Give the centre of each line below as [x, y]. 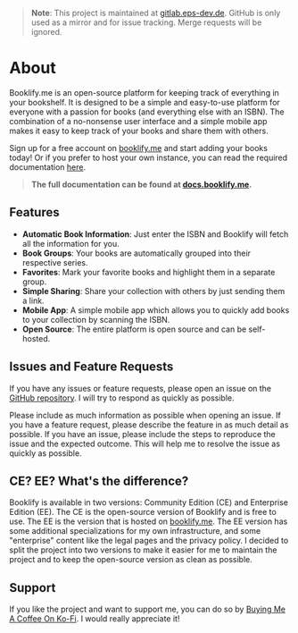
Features [34, 212]
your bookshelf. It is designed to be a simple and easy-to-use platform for [145, 102]
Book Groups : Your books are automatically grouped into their [137, 253]
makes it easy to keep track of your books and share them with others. [139, 131]
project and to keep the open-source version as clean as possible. [131, 560]
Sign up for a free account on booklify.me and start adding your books [138, 148]
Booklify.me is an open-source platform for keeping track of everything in [144, 92]
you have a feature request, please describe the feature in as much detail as [149, 425]
